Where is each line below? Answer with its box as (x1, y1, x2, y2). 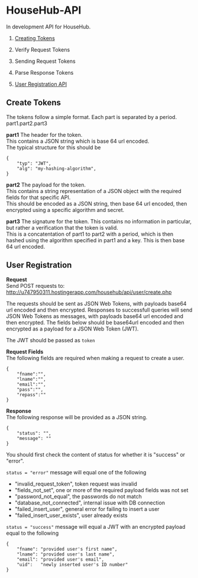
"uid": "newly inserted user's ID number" (17, 561, 128, 567)
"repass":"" (17, 391, 46, 397)
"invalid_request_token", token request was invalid (14, 480, 138, 487)
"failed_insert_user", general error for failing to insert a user (14, 505, 160, 512)
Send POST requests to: (6, 282, 65, 289)
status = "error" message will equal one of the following (6, 468, 147, 476)
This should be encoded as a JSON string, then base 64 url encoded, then (6, 200, 187, 207)
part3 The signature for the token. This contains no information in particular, (6, 217, 192, 225)
